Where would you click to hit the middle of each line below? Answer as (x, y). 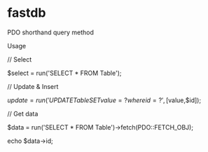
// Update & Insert (33, 86)
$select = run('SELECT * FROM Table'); (64, 73)
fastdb (27, 13)
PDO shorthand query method (51, 32)
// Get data (23, 113)
